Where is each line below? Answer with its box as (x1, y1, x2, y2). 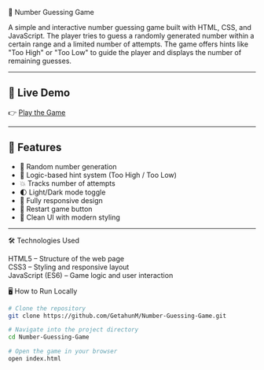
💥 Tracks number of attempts (19, 178, 115, 188)
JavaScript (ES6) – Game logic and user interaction (8, 270, 174, 279)
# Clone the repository (8, 304, 86, 313)
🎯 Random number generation (19, 161, 117, 171)
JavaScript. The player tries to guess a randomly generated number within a (8, 31, 255, 40)
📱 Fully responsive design (19, 195, 104, 205)
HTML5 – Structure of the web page (8, 253, 124, 263)
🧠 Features (8, 141, 62, 154)
